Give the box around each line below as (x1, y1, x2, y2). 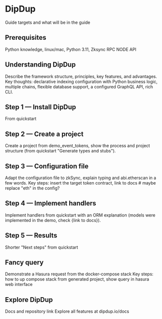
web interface (5, 282, 33, 287)
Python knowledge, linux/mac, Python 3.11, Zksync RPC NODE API (5, 46, 137, 52)
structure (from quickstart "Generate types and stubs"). (5, 148, 116, 154)
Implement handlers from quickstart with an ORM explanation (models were (5, 212, 156, 218)
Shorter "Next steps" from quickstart (5, 244, 78, 250)
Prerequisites (5, 34, 46, 42)
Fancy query (5, 258, 44, 267)
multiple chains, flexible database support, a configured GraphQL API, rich (5, 84, 153, 89)
